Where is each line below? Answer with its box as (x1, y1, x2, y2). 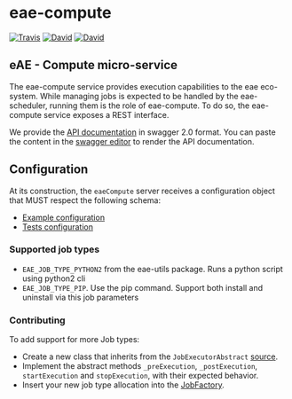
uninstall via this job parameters (21, 292, 139, 302)
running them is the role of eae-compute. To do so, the (49, 100, 250, 111)
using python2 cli (21, 273, 86, 284)
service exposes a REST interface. (43, 109, 170, 120)
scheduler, (9, 100, 48, 111)
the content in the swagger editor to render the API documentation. (9, 136, 255, 146)
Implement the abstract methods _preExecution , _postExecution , (21, 361, 258, 372)
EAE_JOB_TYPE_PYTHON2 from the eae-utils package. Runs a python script (21, 263, 284, 274)
